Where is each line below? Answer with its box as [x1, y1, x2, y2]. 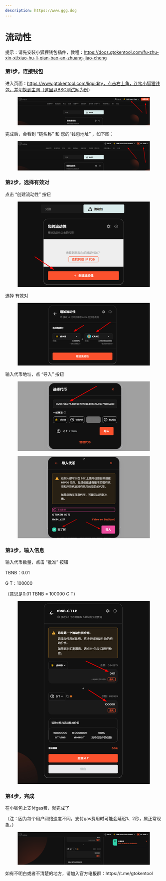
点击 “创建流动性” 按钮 [5, 191, 51, 197]
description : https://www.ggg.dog [5, 8, 77, 13]
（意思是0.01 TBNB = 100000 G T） [5, 591, 78, 597]
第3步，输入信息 [5, 546, 45, 553]
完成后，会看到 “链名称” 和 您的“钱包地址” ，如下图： [5, 131, 114, 137]
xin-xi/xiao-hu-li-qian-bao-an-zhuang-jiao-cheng [5, 55, 107, 61]
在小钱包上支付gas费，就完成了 [5, 805, 70, 811]
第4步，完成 [5, 793, 34, 800]
